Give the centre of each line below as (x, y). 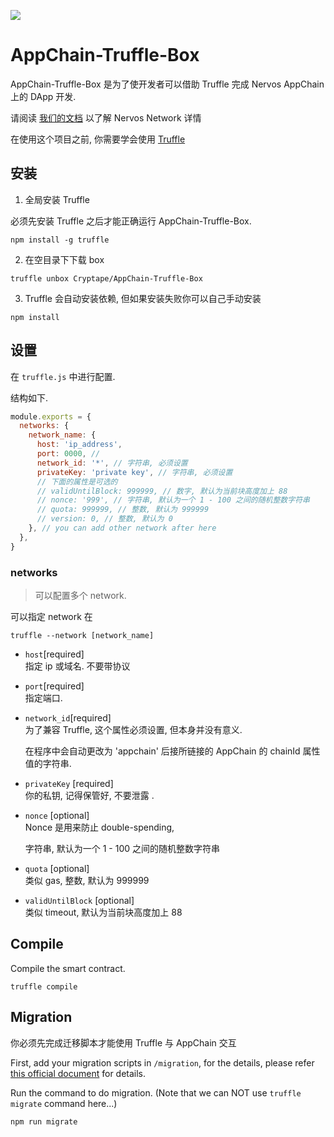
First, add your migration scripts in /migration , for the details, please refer (162, 1062)
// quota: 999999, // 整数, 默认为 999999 (123, 510)
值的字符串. (48, 763)
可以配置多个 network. (80, 595)
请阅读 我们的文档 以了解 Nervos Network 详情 (106, 117)
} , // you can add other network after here (122, 528)
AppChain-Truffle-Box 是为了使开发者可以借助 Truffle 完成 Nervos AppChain (167, 84)
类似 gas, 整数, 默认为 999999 (87, 880)
